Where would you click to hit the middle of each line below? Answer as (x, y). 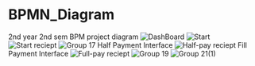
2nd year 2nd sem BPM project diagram (73, 37)
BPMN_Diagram (62, 15)
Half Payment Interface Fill (172, 45)
